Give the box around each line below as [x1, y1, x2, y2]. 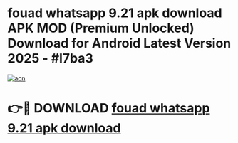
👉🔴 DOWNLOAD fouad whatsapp [7, 100, 210, 117]
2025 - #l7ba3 [7, 51, 94, 67]
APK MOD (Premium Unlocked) [7, 20, 195, 36]
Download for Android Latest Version [7, 36, 232, 51]
